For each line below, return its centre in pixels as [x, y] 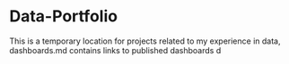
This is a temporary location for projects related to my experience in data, [145, 41]
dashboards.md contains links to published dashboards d [115, 50]
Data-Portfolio [64, 16]
